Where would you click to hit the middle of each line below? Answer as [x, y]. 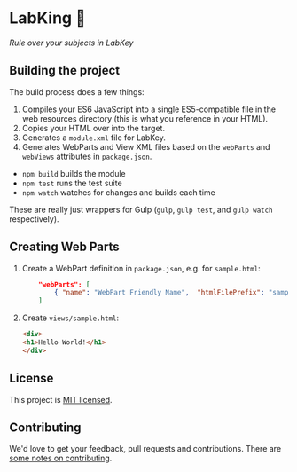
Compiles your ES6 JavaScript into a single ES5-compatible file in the [149, 109]
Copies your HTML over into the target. [94, 128]
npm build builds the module [74, 173]
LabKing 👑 [47, 18]
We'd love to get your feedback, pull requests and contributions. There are [145, 449]
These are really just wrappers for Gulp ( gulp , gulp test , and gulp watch [141, 209]
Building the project [65, 71]
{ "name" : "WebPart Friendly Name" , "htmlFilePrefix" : [160, 293]
